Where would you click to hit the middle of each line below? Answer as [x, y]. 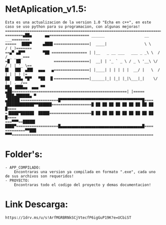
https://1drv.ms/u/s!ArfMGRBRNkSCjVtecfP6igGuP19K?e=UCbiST [68, 218]
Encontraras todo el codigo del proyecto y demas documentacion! [83, 185]
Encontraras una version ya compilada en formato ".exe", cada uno [85, 172]
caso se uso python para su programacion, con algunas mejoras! [73, 26]
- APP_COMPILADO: [23, 167]
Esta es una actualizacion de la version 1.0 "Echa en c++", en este [78, 22]
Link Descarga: [37, 204]
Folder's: [24, 155]
